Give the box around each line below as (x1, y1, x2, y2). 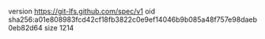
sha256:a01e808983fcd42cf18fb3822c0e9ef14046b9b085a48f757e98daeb (8, 15, 258, 24)
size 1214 (44, 23, 74, 32)
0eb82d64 (8, 23, 44, 32)
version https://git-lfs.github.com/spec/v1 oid (8, 7, 156, 16)
